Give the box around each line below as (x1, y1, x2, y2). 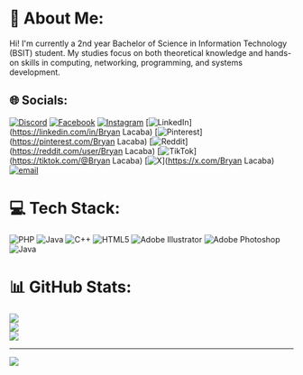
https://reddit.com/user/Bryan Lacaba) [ (12, 145, 161, 156)
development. (9, 67, 60, 78)
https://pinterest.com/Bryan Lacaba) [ (12, 135, 153, 147)
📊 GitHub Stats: (9, 277, 133, 297)
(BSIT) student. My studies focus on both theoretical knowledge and (9, 47, 263, 58)
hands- (264, 47, 291, 58)
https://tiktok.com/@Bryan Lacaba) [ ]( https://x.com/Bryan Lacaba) (12, 155, 275, 166)
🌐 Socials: (9, 93, 69, 108)
